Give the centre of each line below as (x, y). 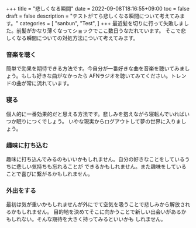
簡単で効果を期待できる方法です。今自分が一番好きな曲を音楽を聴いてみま (95, 69)
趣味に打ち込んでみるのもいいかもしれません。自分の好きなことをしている (96, 159)
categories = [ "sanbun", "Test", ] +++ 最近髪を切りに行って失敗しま (102, 23)
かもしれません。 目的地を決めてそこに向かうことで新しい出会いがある (96, 212)
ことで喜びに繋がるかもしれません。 (50, 174)
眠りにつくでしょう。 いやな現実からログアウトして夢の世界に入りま (99, 121)
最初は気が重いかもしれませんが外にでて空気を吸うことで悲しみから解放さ (96, 204)
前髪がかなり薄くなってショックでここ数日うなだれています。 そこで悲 (101, 31)
